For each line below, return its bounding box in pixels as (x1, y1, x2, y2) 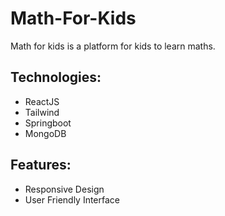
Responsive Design (24, 183, 105, 195)
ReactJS (24, 95, 60, 107)
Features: (10, 157, 72, 174)
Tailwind (24, 106, 60, 118)
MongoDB (24, 127, 67, 139)
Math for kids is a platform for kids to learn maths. (10, 40, 216, 52)
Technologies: (10, 69, 102, 86)
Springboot (24, 117, 72, 129)
